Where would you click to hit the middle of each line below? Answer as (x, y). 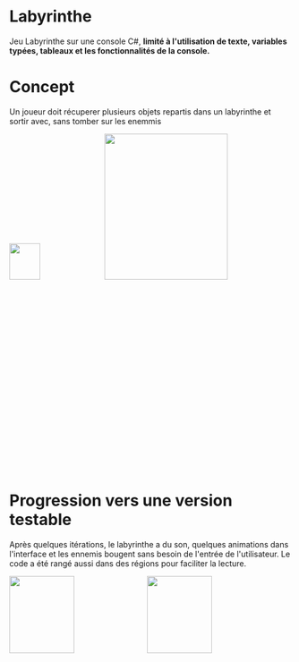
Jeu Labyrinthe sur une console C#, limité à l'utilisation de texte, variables (149, 41)
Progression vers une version (121, 501)
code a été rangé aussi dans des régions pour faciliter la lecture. (128, 563)
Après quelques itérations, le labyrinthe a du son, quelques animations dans (149, 544)
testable (40, 520)
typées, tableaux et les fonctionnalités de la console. (110, 50)
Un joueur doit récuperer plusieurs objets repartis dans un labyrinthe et (140, 111)
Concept (42, 87)
